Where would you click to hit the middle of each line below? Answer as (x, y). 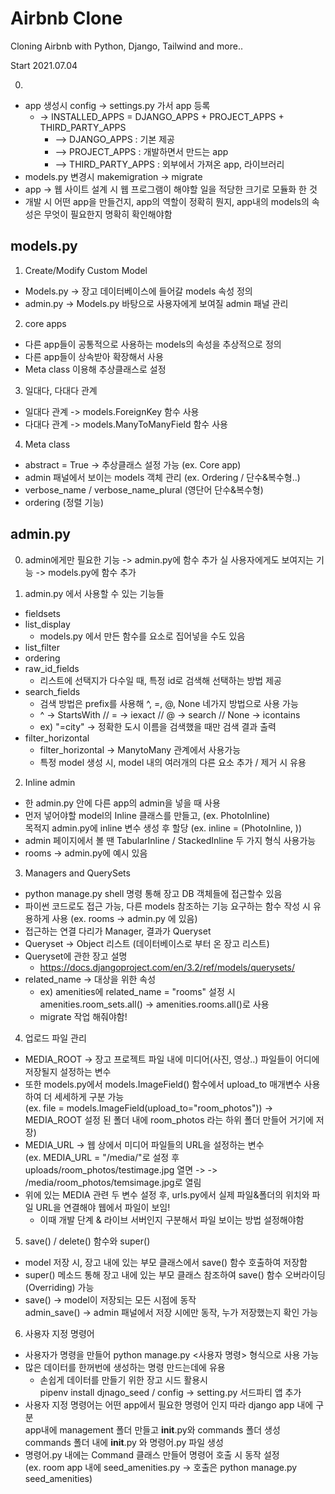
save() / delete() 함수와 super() (87, 1241)
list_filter (42, 647)
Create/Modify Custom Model (86, 270)
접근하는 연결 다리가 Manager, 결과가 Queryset (118, 931)
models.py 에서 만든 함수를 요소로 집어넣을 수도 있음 (142, 636)
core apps (45, 323)
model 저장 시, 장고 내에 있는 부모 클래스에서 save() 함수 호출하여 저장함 (166, 1262)
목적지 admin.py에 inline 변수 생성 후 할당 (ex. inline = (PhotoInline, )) (163, 828)
